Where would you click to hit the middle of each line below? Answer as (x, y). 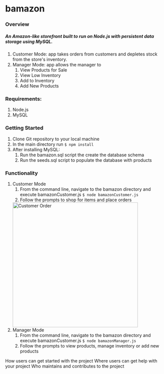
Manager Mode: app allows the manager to (57, 65)
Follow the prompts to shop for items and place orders (76, 200)
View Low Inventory (40, 75)
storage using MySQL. (29, 41)
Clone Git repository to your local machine (56, 139)
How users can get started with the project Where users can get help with (81, 361)
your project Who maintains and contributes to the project (65, 366)
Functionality (22, 173)
